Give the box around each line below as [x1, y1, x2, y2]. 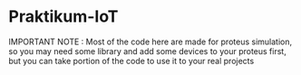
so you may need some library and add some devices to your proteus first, [8, 45, 286, 56]
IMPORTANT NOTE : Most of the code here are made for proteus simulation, [8, 36, 292, 47]
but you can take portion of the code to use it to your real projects [8, 55, 255, 66]
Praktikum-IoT [8, 6, 119, 27]
